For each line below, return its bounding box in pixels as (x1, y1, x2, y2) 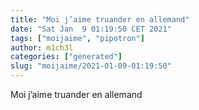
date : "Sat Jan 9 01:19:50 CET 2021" (10, 24, 172, 34)
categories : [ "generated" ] (10, 52, 123, 62)
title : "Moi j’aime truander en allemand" (10, 14, 190, 25)
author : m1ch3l (10, 42, 74, 53)
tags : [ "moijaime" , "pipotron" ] (10, 33, 145, 43)
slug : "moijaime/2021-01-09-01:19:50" (10, 61, 172, 71)
